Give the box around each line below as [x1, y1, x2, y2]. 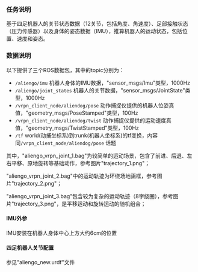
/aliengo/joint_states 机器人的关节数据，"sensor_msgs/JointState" [14, 86, 185, 94]
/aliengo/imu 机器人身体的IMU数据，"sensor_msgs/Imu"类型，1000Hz [14, 79, 191, 86]
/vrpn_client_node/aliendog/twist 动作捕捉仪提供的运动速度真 [14, 116, 172, 124]
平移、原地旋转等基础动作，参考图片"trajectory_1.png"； [11, 159, 150, 166]
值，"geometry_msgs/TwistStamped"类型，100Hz [14, 124, 140, 131]
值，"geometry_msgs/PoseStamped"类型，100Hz [14, 109, 138, 116]
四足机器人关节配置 [6, 244, 54, 252]
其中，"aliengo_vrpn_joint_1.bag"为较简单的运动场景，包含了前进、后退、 [6, 152, 188, 159]
